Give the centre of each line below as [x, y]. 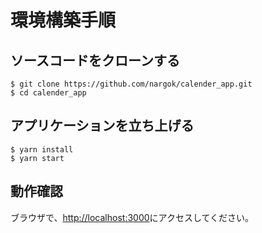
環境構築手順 [63, 20]
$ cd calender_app [48, 93]
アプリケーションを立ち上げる [102, 126]
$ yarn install [42, 149]
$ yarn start [37, 158]
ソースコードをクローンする [95, 60]
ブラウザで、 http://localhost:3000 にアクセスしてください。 [132, 217]
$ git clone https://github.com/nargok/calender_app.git [131, 84]
